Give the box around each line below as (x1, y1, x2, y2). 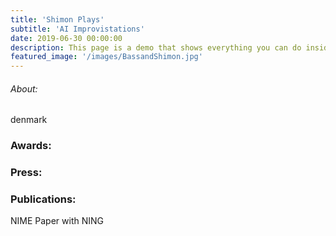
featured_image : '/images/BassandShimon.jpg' (10, 52, 203, 62)
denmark (10, 114, 48, 126)
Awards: (10, 139, 52, 153)
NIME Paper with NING (10, 215, 104, 227)
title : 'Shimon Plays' (10, 14, 105, 25)
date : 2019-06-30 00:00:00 (10, 33, 123, 43)
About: (10, 82, 38, 95)
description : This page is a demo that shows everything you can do (10, 42, 302, 53)
